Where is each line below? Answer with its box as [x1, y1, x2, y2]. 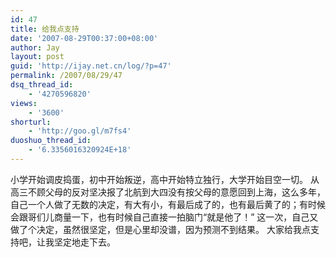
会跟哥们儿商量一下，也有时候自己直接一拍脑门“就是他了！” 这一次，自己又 [10, 211, 319, 223]
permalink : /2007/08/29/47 [10, 71, 123, 81]
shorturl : [10, 117, 52, 127]
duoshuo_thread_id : [10, 136, 92, 146]
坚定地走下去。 [53, 236, 116, 248]
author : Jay [10, 42, 60, 53]
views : [10, 98, 38, 108]
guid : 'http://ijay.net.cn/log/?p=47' [10, 61, 172, 71]
